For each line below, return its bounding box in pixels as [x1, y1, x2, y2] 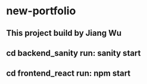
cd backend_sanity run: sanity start [6, 48, 141, 58]
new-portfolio [6, 4, 76, 18]
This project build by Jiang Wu [6, 28, 122, 38]
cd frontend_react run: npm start [6, 69, 131, 79]
